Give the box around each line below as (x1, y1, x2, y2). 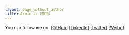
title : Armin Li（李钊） (5, 12, 53, 16)
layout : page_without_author (5, 7, 64, 12)
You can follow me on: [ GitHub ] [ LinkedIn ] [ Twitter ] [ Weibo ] (5, 24, 124, 30)
